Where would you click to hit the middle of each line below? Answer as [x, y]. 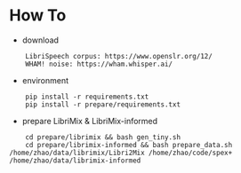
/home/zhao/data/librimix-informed [75, 161]
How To [38, 16]
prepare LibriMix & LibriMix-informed [90, 121]
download [40, 40]
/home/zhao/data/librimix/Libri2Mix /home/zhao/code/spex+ [121, 153]
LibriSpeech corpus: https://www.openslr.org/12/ [119, 56]
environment [45, 80]
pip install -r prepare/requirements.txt [103, 104]
